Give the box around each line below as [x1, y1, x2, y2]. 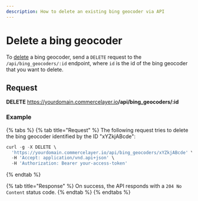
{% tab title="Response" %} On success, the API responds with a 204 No [6, 183, 182, 190]
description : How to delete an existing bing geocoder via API [6, 8, 165, 15]
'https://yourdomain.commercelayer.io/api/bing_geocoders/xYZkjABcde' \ [11, 149, 194, 156]
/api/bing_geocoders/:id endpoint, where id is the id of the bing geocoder [6, 59, 188, 66]
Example [6, 113, 32, 121]
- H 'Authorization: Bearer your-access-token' [11, 160, 128, 166]
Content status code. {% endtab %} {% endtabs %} [6, 189, 131, 196]
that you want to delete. [6, 66, 64, 73]
